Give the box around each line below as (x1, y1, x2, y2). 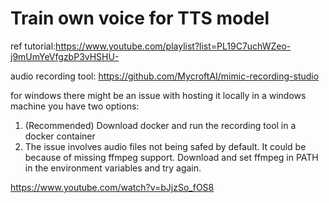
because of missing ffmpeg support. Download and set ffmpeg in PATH (24, 151, 319, 163)
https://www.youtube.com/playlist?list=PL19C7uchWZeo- (55, 40, 292, 52)
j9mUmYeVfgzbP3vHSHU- (10, 50, 120, 62)
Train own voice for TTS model (10, 7, 270, 30)
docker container (24, 130, 96, 142)
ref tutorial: (10, 40, 57, 52)
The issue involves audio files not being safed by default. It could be (24, 140, 307, 152)
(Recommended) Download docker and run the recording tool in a (24, 119, 297, 131)
